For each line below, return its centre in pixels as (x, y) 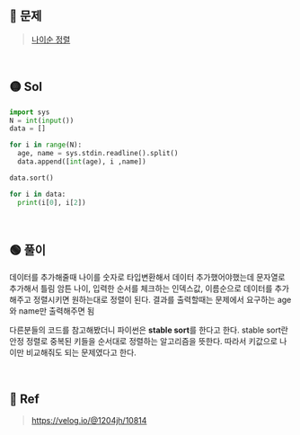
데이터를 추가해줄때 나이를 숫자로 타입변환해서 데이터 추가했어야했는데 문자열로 (147, 278)
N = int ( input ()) (42, 120)
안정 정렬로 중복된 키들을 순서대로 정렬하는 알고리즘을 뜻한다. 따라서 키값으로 (144, 342)
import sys (30, 112)
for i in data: (38, 194)
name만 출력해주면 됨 (57, 311)
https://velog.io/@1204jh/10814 (89, 421)
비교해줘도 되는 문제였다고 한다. (81, 352)
